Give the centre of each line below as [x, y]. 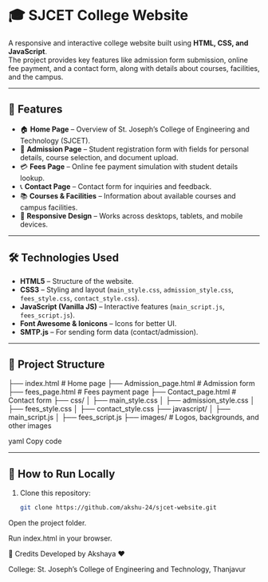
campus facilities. [49, 207]
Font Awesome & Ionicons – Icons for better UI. [98, 323]
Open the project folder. [47, 523]
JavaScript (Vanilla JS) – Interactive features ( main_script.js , [122, 306]
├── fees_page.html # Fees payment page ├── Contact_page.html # [122, 392]
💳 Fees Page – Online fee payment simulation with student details [129, 166]
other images [30, 426]
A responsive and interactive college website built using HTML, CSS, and [128, 43]
